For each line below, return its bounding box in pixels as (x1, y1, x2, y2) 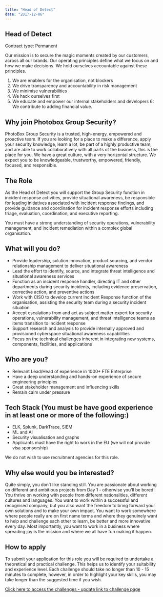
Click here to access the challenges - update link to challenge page (5, 586, 141, 592)
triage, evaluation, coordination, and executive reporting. (5, 210, 119, 216)
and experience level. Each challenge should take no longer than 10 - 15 (5, 567, 149, 572)
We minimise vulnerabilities (12, 88, 67, 94)
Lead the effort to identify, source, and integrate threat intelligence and (12, 268, 155, 274)
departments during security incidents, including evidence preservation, (12, 283, 158, 290)
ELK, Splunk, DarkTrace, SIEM (12, 424, 73, 430)
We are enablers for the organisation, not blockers (12, 78, 113, 83)
